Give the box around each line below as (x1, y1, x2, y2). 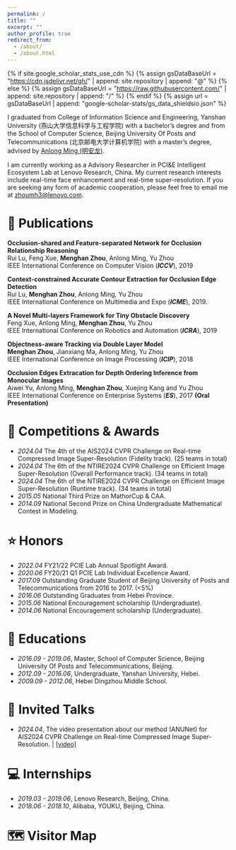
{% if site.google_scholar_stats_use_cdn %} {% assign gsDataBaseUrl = (7, 69, 217, 78)
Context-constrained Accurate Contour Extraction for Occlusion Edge (7, 275, 217, 283)
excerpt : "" (7, 23, 42, 30)
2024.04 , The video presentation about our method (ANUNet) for (17, 725, 208, 733)
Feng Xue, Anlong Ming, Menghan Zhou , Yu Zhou (7, 319, 153, 327)
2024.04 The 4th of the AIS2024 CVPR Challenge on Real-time (17, 447, 201, 455)
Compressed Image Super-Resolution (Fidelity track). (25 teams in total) (17, 454, 228, 463)
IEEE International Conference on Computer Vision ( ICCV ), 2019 (7, 261, 194, 269)
